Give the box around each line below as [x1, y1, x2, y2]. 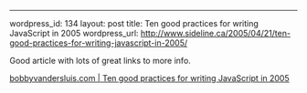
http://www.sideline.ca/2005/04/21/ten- [140, 28, 291, 38]
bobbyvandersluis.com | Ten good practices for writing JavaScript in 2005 [9, 73, 290, 83]
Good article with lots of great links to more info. [9, 56, 192, 66]
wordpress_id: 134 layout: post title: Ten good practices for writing [9, 18, 259, 28]
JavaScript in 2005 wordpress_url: [9, 28, 139, 38]
